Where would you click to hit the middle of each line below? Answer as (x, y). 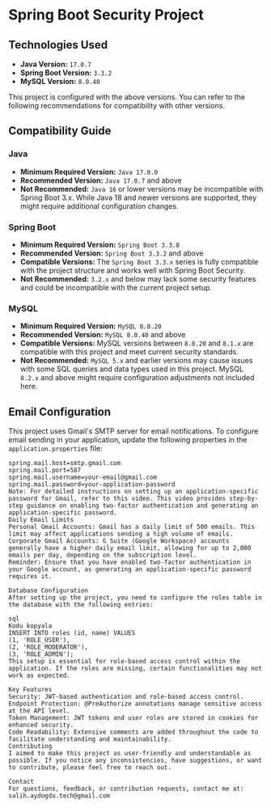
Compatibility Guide (60, 131)
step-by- (244, 499)
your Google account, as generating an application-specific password (130, 569)
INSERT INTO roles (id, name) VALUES (72, 633)
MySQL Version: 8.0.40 (60, 81)
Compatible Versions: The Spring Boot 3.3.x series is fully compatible (139, 261)
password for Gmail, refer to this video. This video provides (117, 499)
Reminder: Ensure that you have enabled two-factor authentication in (130, 563)
